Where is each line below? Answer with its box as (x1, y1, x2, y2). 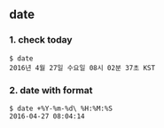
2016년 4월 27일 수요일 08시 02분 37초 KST (9, 63, 156, 72)
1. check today (9, 34, 73, 46)
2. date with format (9, 84, 93, 96)
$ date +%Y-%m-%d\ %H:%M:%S (9, 104, 113, 113)
